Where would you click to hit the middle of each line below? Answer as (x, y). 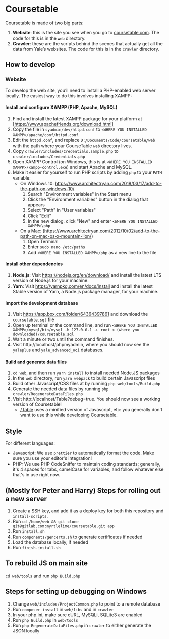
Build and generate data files (36, 362)
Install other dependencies (34, 264)
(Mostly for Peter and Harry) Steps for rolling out (83, 491)
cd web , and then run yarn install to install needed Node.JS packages (86, 373)
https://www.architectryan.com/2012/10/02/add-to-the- (102, 231)
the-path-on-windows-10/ (47, 189)
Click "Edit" (40, 216)
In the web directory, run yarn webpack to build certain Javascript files (84, 378)
